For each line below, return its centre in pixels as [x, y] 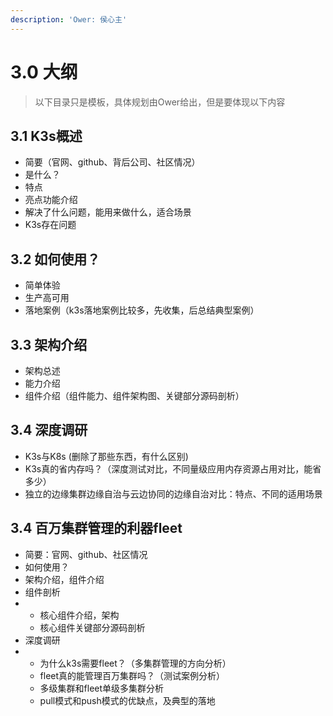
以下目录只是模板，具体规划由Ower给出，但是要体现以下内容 [160, 102]
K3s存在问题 [50, 225]
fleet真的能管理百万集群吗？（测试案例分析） [132, 675]
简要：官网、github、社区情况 [86, 554]
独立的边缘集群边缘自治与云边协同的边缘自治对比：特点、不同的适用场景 [173, 493]
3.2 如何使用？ [55, 259]
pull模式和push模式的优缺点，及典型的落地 [127, 700]
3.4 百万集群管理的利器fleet [96, 528]
